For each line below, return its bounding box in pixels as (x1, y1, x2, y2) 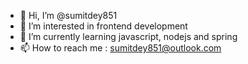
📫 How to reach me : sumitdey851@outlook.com (19, 42, 222, 54)
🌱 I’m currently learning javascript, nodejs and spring (19, 31, 238, 42)
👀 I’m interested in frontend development (19, 20, 188, 32)
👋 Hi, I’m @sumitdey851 (19, 10, 118, 21)
